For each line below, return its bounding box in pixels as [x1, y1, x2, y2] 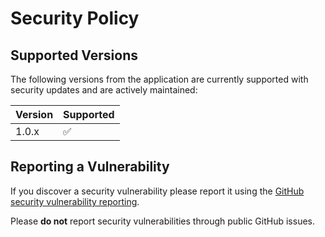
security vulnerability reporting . [10, 195, 140, 207]
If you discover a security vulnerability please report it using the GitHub [10, 185, 305, 197]
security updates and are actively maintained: [10, 84, 198, 96]
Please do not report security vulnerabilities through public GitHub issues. [10, 215, 315, 227]
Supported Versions [10, 47, 138, 64]
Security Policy [10, 7, 140, 30]
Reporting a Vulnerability [10, 158, 170, 176]
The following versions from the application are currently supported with [10, 73, 309, 85]
